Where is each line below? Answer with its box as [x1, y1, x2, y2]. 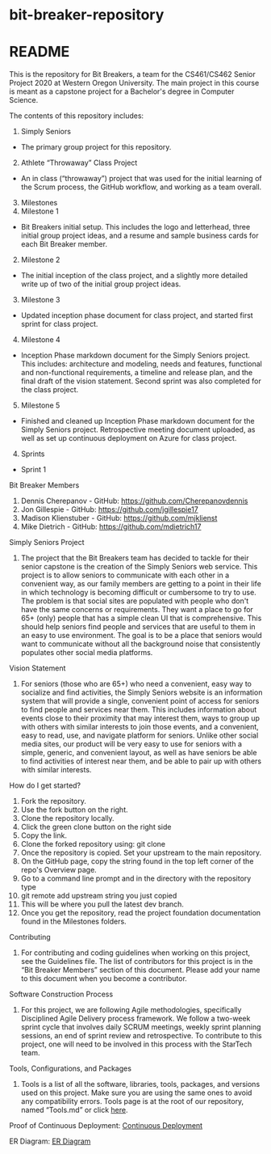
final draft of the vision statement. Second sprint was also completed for [20, 376, 261, 386]
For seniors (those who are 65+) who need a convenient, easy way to [20, 679, 252, 689]
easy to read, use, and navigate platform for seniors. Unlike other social [20, 730, 259, 741]
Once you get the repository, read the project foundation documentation [20, 908, 261, 918]
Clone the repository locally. [20, 814, 115, 823]
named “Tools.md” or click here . [20, 1105, 128, 1115]
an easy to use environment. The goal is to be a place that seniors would [20, 631, 263, 640]
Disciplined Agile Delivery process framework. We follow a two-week [20, 1013, 251, 1024]
